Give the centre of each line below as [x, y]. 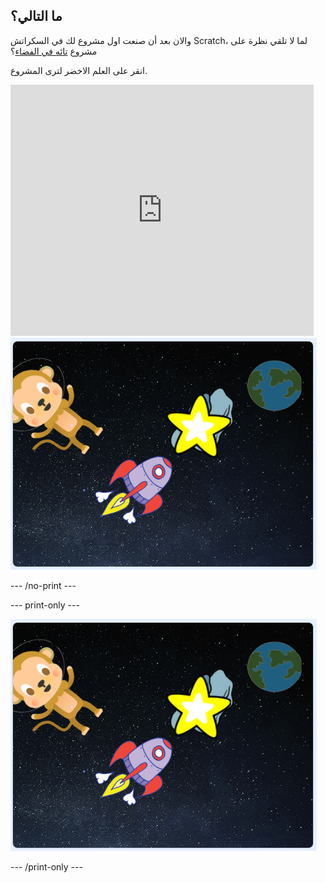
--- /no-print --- [43, 585]
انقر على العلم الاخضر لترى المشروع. [79, 70]
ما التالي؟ [36, 16]
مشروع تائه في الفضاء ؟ [54, 51]
